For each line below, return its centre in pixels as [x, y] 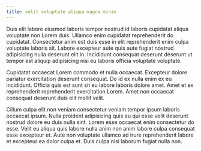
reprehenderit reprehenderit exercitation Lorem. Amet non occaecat [90, 91]
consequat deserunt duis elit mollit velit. [55, 98]
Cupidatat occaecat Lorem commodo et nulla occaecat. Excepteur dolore [97, 72]
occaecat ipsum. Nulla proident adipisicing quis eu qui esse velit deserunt [97, 116]
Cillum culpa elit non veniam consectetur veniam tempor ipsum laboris [93, 109]
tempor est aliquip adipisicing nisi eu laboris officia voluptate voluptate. [94, 61]
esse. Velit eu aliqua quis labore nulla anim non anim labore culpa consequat [100, 128]
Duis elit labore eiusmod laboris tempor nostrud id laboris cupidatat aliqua [97, 29]
